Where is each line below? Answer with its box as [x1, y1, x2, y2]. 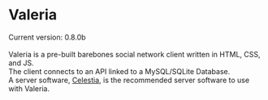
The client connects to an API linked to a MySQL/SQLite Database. [8, 66, 231, 76]
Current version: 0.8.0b [8, 32, 87, 42]
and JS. [8, 58, 34, 68]
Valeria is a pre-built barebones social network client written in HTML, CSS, [8, 49, 262, 59]
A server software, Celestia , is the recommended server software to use [8, 75, 250, 85]
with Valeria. [8, 83, 50, 94]
